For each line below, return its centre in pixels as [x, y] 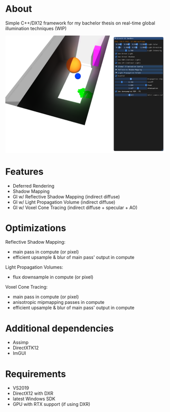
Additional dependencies [60, 328]
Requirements [36, 374]
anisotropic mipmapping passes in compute [59, 302]
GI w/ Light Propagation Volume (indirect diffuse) [64, 202]
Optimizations [36, 228]
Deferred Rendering [33, 186]
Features [24, 172]
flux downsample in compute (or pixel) [53, 277]
